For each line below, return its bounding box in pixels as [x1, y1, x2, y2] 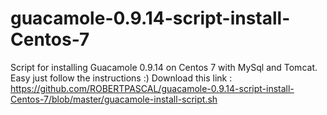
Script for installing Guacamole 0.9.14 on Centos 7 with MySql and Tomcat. [10, 61, 318, 73]
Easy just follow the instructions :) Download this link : [10, 72, 233, 84]
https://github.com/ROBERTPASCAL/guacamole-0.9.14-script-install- [10, 82, 295, 94]
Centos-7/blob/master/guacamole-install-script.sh [10, 93, 218, 105]
